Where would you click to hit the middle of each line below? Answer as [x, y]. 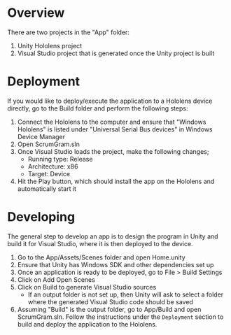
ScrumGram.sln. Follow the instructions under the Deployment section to [120, 317]
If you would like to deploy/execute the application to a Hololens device [110, 101]
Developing [41, 217]
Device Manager [41, 136]
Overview [36, 13]
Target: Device [49, 173]
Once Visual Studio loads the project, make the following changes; [113, 151]
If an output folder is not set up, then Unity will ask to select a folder [126, 294]
